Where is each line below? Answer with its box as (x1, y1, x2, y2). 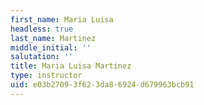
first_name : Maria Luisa (10, 14, 114, 25)
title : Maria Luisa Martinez (10, 61, 132, 71)
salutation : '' (10, 52, 74, 62)
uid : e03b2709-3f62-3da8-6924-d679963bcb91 (10, 80, 195, 90)
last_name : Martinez (10, 33, 97, 43)
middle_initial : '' (10, 42, 92, 53)
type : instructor (10, 71, 83, 81)
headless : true (10, 24, 74, 34)
